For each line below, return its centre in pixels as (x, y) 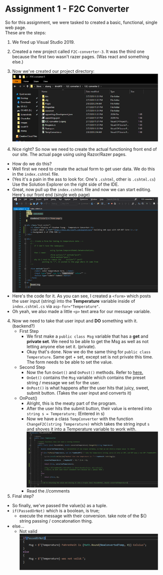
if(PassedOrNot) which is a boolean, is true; (56, 511)
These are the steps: (25, 33)
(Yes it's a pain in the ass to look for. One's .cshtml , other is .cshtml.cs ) (84, 179)
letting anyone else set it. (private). (61, 346)
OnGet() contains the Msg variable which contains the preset (86, 378)
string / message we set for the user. (63, 382)
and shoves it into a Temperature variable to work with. (81, 429)
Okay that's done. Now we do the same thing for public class (89, 352)
